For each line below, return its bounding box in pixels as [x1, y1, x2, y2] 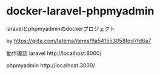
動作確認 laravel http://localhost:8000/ [6, 50, 102, 57]
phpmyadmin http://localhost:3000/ [6, 62, 95, 69]
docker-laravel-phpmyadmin [6, 4, 155, 18]
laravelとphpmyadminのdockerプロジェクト [6, 25, 115, 32]
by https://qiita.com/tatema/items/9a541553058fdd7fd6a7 [6, 37, 152, 44]
